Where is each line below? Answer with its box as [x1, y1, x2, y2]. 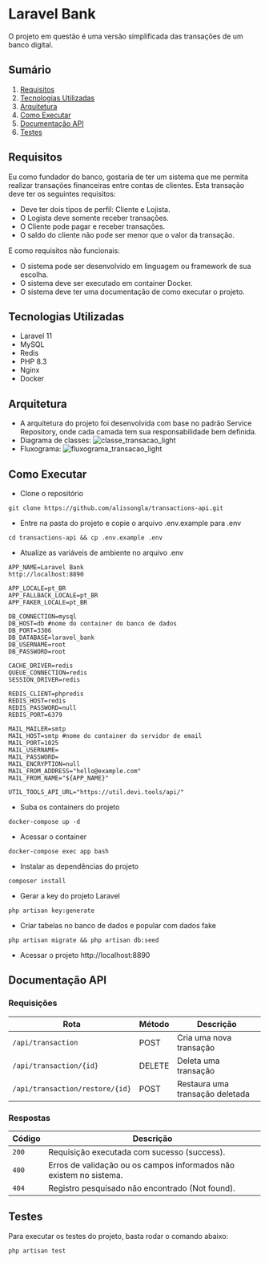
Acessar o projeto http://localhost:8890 [19, 951, 151, 959]
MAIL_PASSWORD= [8, 753, 59, 761]
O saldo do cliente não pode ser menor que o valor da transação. [19, 230, 235, 239]
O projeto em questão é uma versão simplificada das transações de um [8, 31, 244, 41]
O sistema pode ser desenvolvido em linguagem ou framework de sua [19, 261, 251, 271]
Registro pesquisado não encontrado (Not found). [48, 1182, 236, 1193]
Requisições [8, 997, 58, 1008]
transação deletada [177, 1088, 250, 1099]
